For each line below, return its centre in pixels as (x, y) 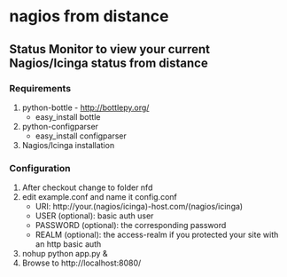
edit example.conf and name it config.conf (99, 197)
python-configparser (60, 126)
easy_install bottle (68, 116)
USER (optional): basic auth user (94, 216)
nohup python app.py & (65, 254)
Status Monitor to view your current (110, 49)
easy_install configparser (81, 136)
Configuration (40, 168)
